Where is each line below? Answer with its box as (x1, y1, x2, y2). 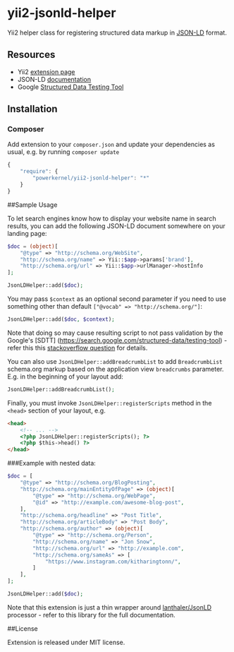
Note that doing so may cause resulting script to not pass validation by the (7, 328, 223, 337)
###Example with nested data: (7, 459, 97, 468)
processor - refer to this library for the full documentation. (7, 610, 176, 619)
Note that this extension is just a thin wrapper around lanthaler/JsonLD (7, 603, 212, 612)
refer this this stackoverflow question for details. (7, 343, 148, 352)
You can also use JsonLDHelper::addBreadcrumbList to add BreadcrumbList (7, 357, 223, 365)
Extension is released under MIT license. (7, 638, 125, 646)
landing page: (7, 229, 47, 237)
